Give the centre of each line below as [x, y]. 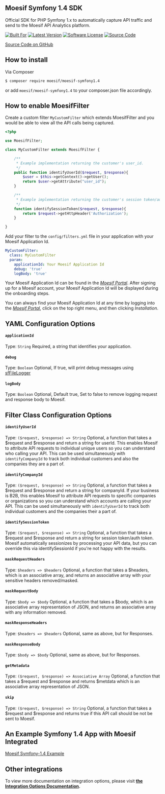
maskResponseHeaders [26, 623]
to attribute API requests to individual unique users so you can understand [80, 448]
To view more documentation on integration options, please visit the [74, 781]
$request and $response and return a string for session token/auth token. [79, 538]
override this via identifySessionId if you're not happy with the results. [76, 548]
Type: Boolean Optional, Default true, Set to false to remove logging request [81, 394]
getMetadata [17, 666]
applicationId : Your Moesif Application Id [59, 264]
